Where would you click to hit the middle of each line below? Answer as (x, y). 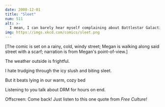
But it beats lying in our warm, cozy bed (45, 80)
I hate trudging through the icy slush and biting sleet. (58, 71)
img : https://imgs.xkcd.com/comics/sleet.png (52, 32)
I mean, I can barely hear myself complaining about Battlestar (77, 28)
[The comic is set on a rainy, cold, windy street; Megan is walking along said (82, 46)
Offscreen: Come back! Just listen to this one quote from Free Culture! (76, 99)
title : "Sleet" (21, 14)
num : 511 (14, 19)
